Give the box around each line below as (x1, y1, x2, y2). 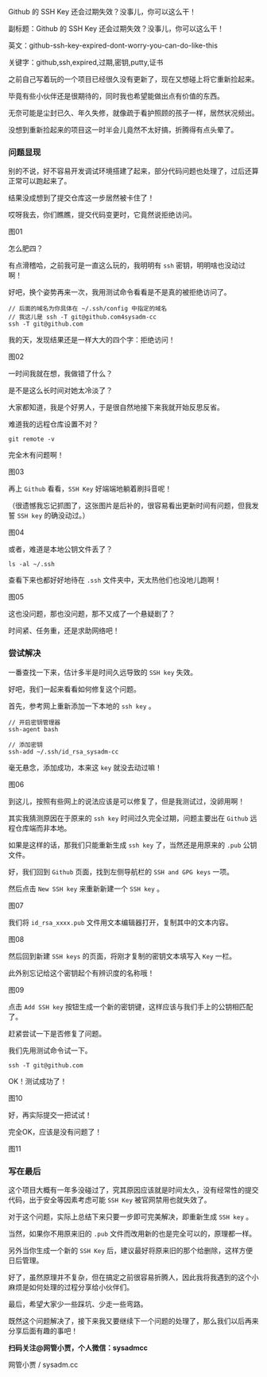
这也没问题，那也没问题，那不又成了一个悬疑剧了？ (8, 609, 176, 619)
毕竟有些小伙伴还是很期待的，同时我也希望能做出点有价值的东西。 (8, 91, 224, 101)
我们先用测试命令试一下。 (8, 1045, 92, 1055)
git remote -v (8, 435, 56, 443)
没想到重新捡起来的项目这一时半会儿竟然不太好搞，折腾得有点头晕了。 (8, 125, 238, 134)
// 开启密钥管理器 (8, 718, 61, 727)
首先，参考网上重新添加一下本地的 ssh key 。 (8, 701, 156, 711)
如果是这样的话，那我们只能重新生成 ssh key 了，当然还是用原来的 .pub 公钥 (8, 840, 257, 850)
